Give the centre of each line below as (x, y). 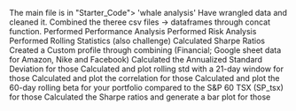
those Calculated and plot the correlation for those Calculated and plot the (145, 78)
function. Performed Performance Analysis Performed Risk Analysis (133, 31)
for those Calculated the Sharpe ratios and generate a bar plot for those (140, 97)
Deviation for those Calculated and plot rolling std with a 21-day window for (146, 69)
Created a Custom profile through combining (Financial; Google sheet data (145, 50)
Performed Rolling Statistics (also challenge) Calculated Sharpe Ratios (137, 41)
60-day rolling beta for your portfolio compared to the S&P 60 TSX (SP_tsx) (146, 88)
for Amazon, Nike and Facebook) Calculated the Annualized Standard (136, 59)
